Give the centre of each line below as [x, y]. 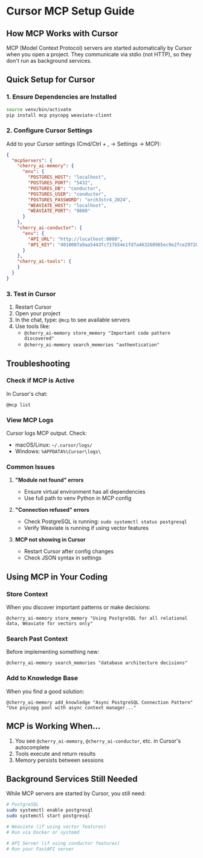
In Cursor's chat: [27, 393]
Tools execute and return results [55, 753]
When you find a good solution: [45, 691]
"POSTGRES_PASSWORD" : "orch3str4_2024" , [79, 200]
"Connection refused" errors [52, 510]
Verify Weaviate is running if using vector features [86, 528]
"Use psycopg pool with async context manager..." [71, 708]
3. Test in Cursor [31, 294]
